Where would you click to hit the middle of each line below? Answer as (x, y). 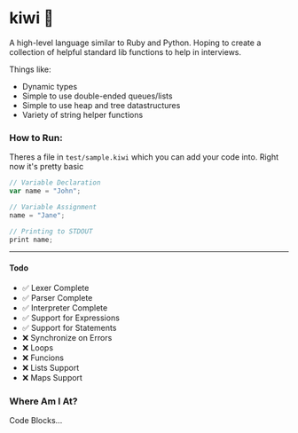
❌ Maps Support (52, 377)
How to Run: (36, 138)
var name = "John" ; (45, 191)
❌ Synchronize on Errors (67, 337)
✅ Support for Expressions (71, 318)
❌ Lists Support (51, 367)
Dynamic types (50, 86)
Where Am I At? (43, 401)
